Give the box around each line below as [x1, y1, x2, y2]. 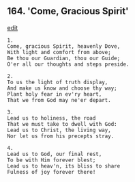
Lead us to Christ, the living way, [7, 127, 111, 133]
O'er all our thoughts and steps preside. [7, 61, 130, 68]
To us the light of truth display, [7, 79, 108, 86]
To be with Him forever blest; [7, 157, 96, 164]
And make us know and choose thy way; [7, 85, 117, 92]
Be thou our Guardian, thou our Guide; [7, 55, 121, 62]
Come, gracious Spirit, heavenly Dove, [7, 42, 121, 50]
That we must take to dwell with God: [7, 120, 117, 127]
